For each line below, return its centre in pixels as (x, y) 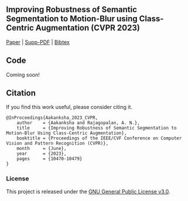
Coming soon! (23, 74)
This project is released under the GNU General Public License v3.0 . (88, 191)
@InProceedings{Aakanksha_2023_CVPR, (52, 118)
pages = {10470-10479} (49, 159)
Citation (21, 93)
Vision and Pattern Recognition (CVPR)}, (57, 144)
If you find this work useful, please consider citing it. (69, 107)
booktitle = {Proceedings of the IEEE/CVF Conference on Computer (99, 138)
